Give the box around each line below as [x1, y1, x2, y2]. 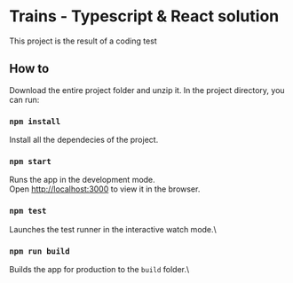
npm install [9, 116, 61, 126]
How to [9, 61, 50, 76]
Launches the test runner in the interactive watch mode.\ [9, 224, 218, 234]
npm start [9, 156, 51, 166]
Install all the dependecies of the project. [9, 135, 159, 145]
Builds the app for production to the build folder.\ [9, 263, 190, 274]
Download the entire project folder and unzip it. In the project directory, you [9, 84, 286, 95]
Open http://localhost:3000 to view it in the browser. [9, 184, 201, 194]
